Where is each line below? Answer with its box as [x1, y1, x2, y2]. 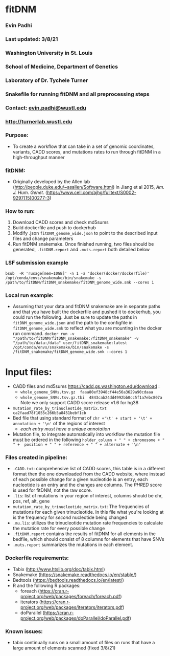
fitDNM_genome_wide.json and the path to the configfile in [12, 320, 133, 326]
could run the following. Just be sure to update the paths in [12, 314, 137, 320]
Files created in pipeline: [5, 454, 67, 461]
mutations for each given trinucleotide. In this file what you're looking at [12, 509, 164, 515]
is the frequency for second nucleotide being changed [12, 514, 128, 520]
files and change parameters [12, 235, 74, 242]
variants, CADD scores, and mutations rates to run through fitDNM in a [12, 148, 161, 155]
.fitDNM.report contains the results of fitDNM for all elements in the [12, 531, 156, 537]
